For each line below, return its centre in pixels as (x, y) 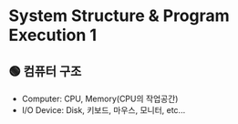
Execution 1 (53, 35)
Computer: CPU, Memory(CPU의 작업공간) (100, 98)
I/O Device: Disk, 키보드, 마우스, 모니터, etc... (103, 110)
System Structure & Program (119, 16)
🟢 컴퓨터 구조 (45, 71)
